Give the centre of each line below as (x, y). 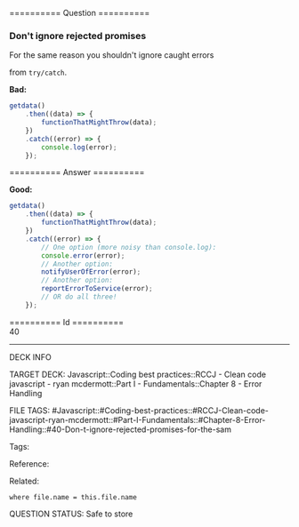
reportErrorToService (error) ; (97, 289)
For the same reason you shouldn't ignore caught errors (112, 55)
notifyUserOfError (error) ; (91, 272)
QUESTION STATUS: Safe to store (71, 514)
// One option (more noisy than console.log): (129, 247)
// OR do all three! (79, 297)
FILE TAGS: (30, 410)
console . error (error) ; (83, 256)
